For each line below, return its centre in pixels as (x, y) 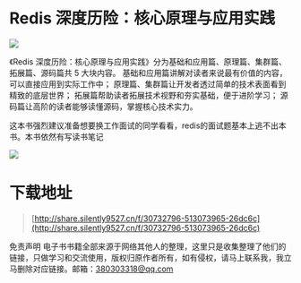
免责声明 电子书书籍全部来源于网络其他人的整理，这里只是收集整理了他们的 (148, 246)
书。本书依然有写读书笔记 (56, 136)
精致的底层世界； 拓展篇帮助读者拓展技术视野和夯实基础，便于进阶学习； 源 (149, 95)
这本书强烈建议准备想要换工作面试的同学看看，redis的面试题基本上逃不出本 (148, 125)
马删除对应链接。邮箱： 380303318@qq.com (91, 269)
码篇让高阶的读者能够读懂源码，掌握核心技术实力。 (103, 106)
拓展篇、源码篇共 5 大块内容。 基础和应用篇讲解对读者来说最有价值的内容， (149, 73)
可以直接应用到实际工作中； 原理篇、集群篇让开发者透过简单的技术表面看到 (148, 84)
